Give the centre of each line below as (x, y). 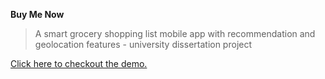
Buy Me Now (37, 14)
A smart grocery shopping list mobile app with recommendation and (175, 33)
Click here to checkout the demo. (79, 63)
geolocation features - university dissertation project (143, 44)
